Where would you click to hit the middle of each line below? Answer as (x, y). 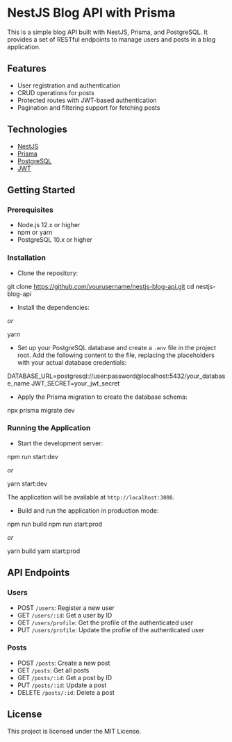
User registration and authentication (69, 85)
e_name (18, 383)
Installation (27, 258)
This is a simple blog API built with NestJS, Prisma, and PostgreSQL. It (108, 32)
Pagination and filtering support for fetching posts (89, 107)
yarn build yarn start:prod (44, 551)
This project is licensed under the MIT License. (74, 731)
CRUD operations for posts (56, 92)
